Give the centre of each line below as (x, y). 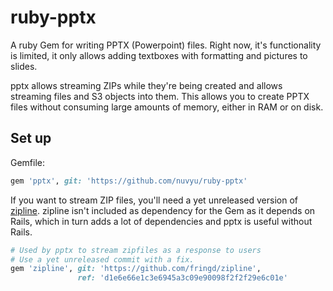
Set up (31, 138)
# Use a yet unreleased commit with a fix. (102, 259)
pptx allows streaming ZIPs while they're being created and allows (146, 85)
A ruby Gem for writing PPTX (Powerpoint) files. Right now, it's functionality (166, 45)
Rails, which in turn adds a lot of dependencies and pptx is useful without (161, 221)
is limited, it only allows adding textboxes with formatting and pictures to (159, 55)
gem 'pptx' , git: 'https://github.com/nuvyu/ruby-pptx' (129, 181)
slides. (24, 66)
